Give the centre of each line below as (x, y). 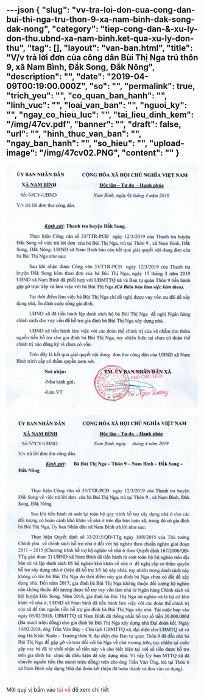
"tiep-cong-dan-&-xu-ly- (149, 29)
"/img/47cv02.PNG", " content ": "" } (109, 153)
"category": (75, 29)
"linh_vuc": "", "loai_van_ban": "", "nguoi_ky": (97, 105)
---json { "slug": (38, 10)
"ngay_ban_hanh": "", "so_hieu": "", (77, 144)
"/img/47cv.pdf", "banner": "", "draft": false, (94, 124)
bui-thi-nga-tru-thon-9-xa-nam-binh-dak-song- (100, 20)
